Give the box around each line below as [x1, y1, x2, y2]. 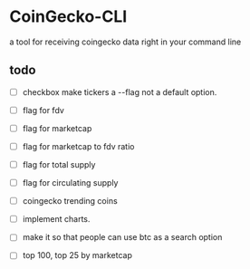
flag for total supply [22, 159, 96, 169]
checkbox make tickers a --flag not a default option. [22, 86, 217, 97]
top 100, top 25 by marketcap [22, 250, 133, 261]
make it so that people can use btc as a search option [22, 232, 223, 243]
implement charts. [22, 214, 91, 225]
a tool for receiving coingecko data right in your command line [9, 36, 242, 47]
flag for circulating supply [22, 178, 119, 188]
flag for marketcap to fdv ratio [22, 140, 135, 151]
